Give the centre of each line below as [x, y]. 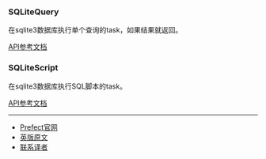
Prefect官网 [38, 127]
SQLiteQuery [34, 12]
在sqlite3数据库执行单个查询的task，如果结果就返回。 [95, 30]
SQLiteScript [33, 68]
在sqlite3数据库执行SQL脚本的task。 [68, 86]
